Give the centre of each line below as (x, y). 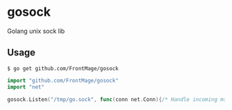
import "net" (26, 87)
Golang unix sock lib (36, 31)
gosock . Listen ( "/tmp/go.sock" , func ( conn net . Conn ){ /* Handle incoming (112, 99)
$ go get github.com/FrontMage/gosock (63, 68)
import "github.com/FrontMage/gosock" (63, 80)
